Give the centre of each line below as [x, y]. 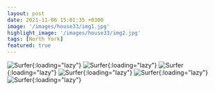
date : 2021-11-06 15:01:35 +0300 [55, 20]
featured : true [29, 45]
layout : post [26, 13]
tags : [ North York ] [35, 39]
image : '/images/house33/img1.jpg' [59, 26]
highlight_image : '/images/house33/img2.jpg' [74, 33]
